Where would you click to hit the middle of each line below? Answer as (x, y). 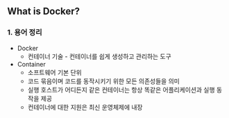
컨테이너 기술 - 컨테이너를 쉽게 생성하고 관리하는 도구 (99, 56)
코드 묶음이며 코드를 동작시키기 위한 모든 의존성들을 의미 (104, 81)
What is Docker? (44, 11)
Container (32, 64)
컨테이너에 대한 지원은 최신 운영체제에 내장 (85, 107)
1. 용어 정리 (25, 33)
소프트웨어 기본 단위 (54, 72)
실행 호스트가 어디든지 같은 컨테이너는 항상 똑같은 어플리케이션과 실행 (121, 90)
